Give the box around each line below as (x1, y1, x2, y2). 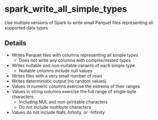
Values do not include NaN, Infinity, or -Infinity (11, 109, 105, 115)
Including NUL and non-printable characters (19, 99, 108, 105)
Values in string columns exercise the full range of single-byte (11, 88, 137, 94)
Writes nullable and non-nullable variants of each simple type (11, 62, 135, 68)
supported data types (4, 24, 48, 30)
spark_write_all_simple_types (4, 3, 127, 15)
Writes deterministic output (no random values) (11, 78, 107, 84)
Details (4, 39, 26, 48)
